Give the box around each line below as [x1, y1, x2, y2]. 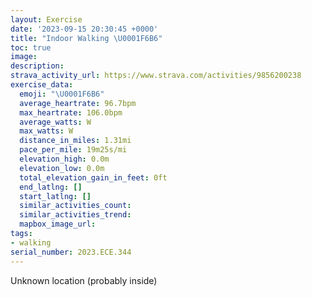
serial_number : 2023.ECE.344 [10, 247, 132, 257]
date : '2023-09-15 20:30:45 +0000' [10, 24, 159, 34]
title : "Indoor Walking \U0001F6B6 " [10, 33, 163, 43]
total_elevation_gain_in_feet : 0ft [19, 172, 168, 183]
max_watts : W [19, 126, 74, 136]
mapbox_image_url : [19, 219, 97, 230]
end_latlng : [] [19, 182, 83, 192]
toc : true [10, 42, 52, 53]
